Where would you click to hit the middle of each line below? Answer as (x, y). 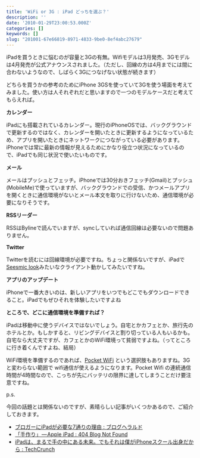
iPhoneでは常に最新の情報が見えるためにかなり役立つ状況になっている (93, 147)
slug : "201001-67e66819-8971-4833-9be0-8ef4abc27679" (74, 39)
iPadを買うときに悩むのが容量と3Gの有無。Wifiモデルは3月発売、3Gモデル (98, 57)
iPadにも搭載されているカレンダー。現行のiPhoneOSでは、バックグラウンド (99, 125)
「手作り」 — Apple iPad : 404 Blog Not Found (71, 434)
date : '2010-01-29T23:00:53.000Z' (49, 23)
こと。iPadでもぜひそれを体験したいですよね (66, 300)
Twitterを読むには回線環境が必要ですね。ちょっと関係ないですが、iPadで (96, 259)
